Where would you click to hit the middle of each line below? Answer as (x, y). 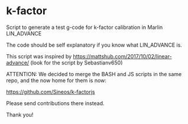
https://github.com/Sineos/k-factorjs (51, 92)
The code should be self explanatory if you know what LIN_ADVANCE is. (94, 45)
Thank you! (20, 115)
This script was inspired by (39, 56)
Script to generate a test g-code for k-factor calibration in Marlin (85, 27)
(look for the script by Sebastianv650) (77, 63)
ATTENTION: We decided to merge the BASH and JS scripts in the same (94, 74)
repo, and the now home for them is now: (56, 80)
